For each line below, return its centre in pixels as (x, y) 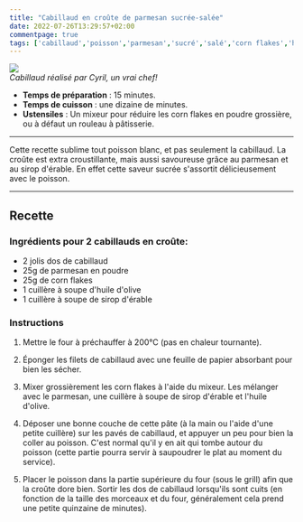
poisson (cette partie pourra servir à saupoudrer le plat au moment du (152, 452)
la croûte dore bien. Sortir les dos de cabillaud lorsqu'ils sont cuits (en (152, 489)
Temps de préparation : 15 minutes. (89, 95)
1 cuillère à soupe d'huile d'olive (82, 289)
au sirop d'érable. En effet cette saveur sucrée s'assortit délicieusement (143, 169)
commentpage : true (44, 34)
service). (39, 462)
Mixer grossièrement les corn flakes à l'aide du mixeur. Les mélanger (150, 387)
